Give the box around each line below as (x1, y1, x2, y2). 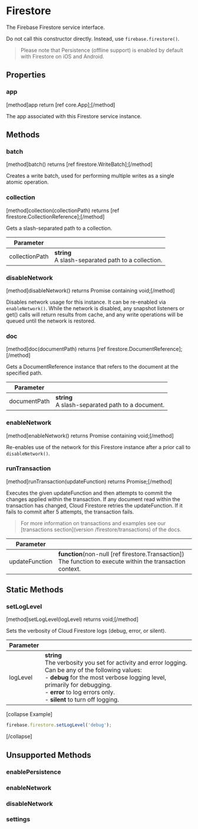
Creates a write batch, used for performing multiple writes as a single (6, 173, 174, 180)
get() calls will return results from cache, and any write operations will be (6, 311, 184, 318)
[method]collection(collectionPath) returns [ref (6, 207, 120, 214)
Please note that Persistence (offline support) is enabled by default (20, 46, 184, 54)
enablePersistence (6, 768, 61, 776)
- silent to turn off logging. (44, 695, 120, 704)
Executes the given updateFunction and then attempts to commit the (6, 489, 172, 496)
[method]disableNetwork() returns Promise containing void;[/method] (6, 287, 175, 294)
